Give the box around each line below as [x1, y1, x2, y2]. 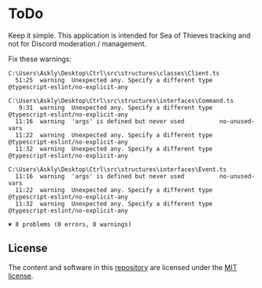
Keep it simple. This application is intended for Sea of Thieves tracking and [8, 31, 251, 40]
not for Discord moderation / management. [8, 38, 147, 48]
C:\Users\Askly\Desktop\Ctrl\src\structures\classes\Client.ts [8, 69, 220, 77]
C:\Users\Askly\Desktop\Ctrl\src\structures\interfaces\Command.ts [8, 97, 234, 104]
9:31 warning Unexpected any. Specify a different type [18, 104, 213, 111]
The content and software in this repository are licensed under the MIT [8, 262, 238, 272]
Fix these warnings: [8, 54, 72, 64]
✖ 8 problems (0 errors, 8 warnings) [8, 221, 132, 228]
